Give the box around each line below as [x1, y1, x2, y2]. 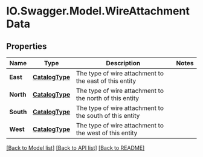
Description [106, 59, 141, 67]
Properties [6, 41, 47, 51]
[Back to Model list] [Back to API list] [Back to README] [6, 144, 145, 152]
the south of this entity [76, 112, 140, 120]
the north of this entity [76, 94, 140, 102]
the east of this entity [76, 77, 137, 85]
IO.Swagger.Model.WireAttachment [6, 4, 190, 18]
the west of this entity [76, 129, 138, 137]
